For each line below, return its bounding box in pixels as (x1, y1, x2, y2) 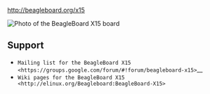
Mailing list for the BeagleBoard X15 (17, 59, 131, 66)
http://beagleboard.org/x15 (7, 6, 86, 14)
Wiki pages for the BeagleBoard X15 (17, 74, 125, 81)
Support (7, 40, 44, 52)
